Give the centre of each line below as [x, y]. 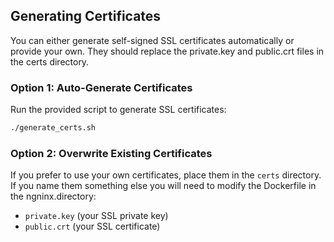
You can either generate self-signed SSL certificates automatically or [152, 40]
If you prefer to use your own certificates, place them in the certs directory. [166, 175]
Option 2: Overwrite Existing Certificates [111, 153]
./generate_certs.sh [53, 128]
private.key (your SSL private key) [96, 216]
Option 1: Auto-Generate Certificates [101, 87]
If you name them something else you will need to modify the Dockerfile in [163, 186]
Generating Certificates [86, 16]
